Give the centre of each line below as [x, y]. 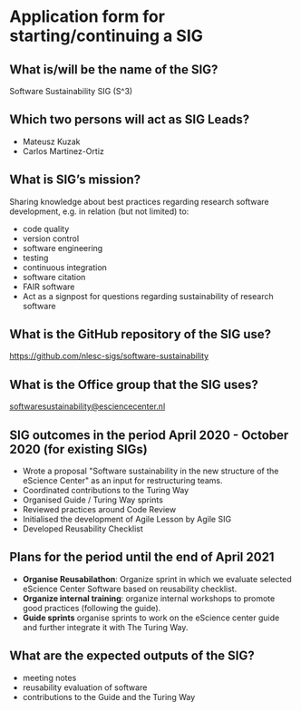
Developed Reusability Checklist [83, 529]
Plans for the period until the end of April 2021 [142, 557]
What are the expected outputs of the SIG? [132, 656]
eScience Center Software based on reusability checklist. [130, 589]
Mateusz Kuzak [51, 141]
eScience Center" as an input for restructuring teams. [122, 481]
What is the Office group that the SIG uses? [134, 384]
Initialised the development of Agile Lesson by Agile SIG [127, 520]
